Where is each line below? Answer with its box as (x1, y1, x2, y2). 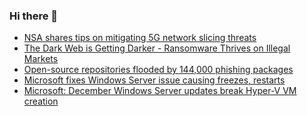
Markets (23, 53, 59, 65)
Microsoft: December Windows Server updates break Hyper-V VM (23, 85, 297, 97)
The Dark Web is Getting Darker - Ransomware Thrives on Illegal (23, 42, 291, 54)
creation (23, 95, 59, 108)
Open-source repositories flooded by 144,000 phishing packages (23, 64, 294, 76)
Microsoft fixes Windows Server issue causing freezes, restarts (23, 74, 286, 86)
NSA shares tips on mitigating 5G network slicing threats (23, 32, 257, 44)
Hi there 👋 (9, 9, 59, 23)
